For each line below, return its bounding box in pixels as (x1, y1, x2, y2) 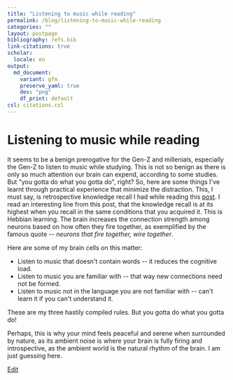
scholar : (7, 50, 33, 57)
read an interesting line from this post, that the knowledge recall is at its (7, 199, 213, 208)
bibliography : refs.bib (7, 37, 77, 44)
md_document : (13, 69, 52, 76)
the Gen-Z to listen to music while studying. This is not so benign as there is (7, 162, 226, 171)
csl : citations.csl (7, 102, 64, 109)
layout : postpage (7, 30, 58, 37)
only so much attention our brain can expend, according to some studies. (7, 170, 218, 178)
